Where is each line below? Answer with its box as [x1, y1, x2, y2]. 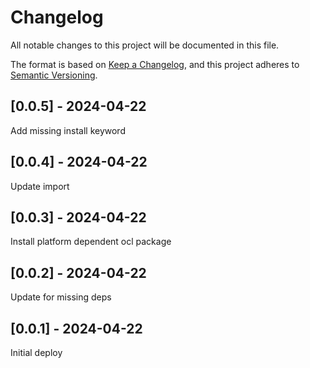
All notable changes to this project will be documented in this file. [10, 39, 280, 51]
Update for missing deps [10, 291, 112, 303]
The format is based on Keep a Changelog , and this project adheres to [10, 58, 300, 70]
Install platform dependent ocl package [10, 236, 172, 248]
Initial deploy [10, 347, 63, 358]
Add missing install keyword [10, 124, 126, 136]
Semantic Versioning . [10, 69, 98, 81]
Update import [10, 180, 70, 192]
